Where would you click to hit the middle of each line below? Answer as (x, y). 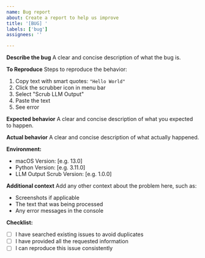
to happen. (20, 125)
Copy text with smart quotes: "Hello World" (70, 81)
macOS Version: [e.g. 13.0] (49, 161)
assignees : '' (24, 35)
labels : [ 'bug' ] (27, 29)
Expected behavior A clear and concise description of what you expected (100, 119)
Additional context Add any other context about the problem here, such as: (102, 186)
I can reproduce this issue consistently (64, 248)
